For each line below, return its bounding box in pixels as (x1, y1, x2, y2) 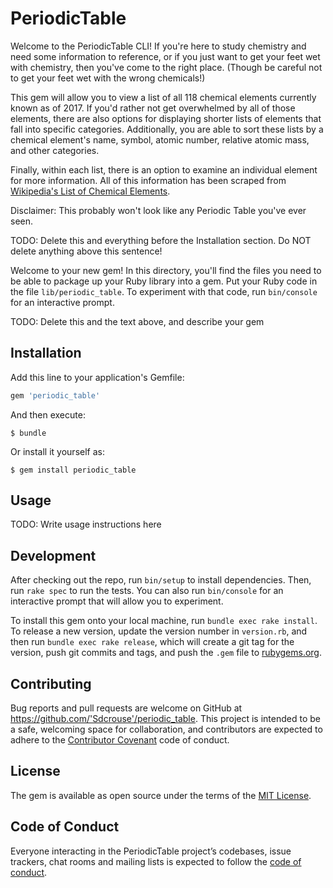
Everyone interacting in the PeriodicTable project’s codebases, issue (10, 845, 292, 857)
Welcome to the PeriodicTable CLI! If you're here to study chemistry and (10, 40, 307, 52)
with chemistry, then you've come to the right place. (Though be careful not (10, 61, 323, 73)
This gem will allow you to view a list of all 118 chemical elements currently (10, 91, 317, 103)
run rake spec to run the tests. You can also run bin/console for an (10, 585, 284, 597)
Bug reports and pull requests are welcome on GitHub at (10, 702, 243, 714)
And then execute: (10, 408, 86, 421)
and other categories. (10, 144, 100, 156)
